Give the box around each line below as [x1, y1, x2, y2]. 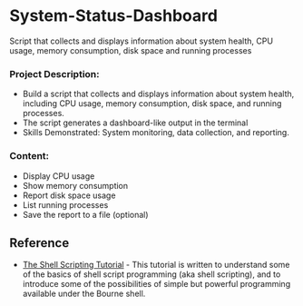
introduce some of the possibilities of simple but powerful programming [22, 279, 291, 290]
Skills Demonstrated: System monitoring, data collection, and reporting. [22, 127, 290, 138]
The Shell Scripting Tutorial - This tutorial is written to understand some [22, 260, 290, 271]
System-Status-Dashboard [9, 5, 218, 26]
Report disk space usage [22, 190, 116, 201]
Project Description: [9, 67, 100, 80]
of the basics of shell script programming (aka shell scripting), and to [22, 269, 281, 280]
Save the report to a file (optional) [22, 209, 149, 220]
